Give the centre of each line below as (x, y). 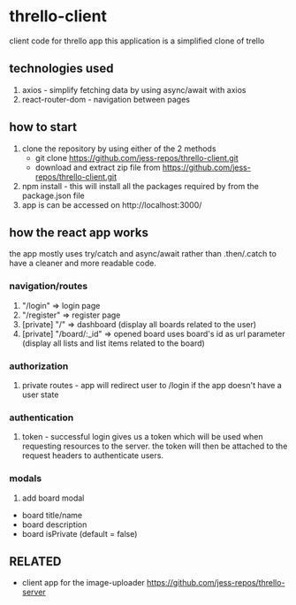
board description (54, 525)
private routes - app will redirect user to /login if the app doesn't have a (152, 385)
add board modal (53, 498)
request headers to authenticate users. (92, 456)
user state (40, 394)
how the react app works (79, 232)
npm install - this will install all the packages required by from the (140, 186)
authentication (42, 417)
